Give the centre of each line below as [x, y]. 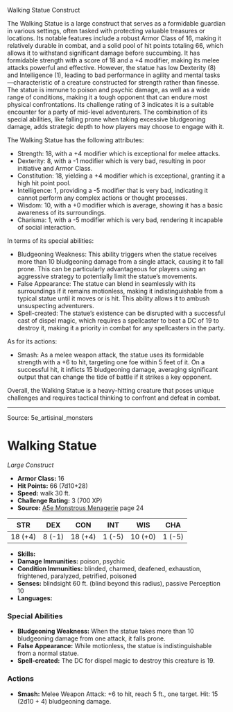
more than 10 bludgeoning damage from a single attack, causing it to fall [120, 262]
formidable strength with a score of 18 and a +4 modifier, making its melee [113, 60]
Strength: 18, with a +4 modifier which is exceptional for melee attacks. [119, 153]
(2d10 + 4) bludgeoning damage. [64, 701]
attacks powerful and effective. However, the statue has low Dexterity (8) [112, 68]
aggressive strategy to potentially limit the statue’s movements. [107, 276]
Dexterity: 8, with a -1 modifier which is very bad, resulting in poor [111, 161]
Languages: [35, 598]
